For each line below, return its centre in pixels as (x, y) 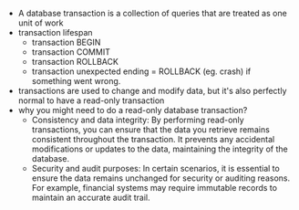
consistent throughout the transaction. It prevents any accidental (153, 139)
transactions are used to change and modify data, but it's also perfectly (152, 91)
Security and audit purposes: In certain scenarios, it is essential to (155, 168)
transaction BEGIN (66, 42)
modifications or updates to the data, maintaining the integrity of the (160, 149)
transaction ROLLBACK (75, 62)
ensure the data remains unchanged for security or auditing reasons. (161, 178)
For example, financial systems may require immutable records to (155, 188)
